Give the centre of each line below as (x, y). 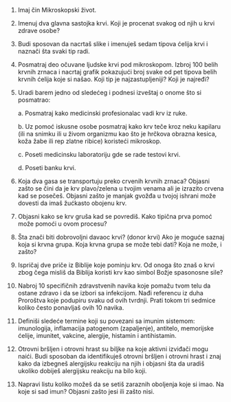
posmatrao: (34, 100)
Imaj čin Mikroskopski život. (57, 10)
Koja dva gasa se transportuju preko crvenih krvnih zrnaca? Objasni (114, 181)
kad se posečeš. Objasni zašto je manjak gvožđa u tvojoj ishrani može (117, 196)
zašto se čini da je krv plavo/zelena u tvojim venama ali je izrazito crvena (121, 188)
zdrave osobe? (39, 31)
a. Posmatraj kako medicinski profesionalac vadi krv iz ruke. (102, 113)
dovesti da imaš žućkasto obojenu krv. (72, 203)
